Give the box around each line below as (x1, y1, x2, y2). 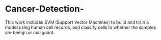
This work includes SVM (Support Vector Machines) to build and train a (5, 19, 149, 25)
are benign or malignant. (5, 29, 55, 35)
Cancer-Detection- (5, 3, 84, 14)
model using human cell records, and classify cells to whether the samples (5, 24, 156, 30)
